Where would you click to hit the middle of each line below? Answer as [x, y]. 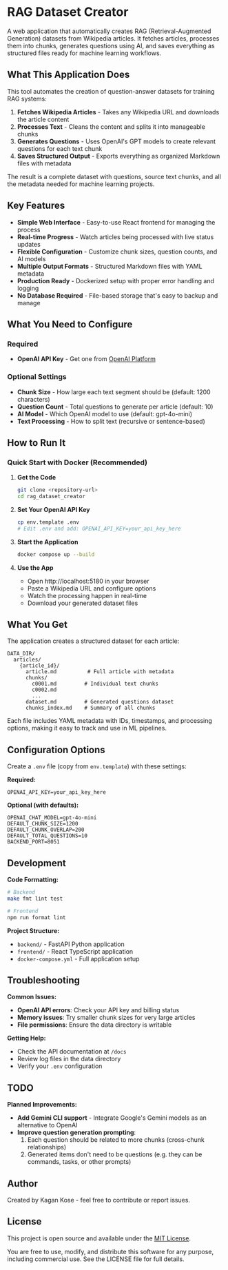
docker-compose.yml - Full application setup [78, 959]
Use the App [35, 567]
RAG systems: [27, 99]
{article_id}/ [40, 666]
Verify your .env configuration [60, 1066]
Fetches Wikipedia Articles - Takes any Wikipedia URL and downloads [118, 112]
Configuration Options [56, 749]
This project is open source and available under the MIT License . [99, 1238]
